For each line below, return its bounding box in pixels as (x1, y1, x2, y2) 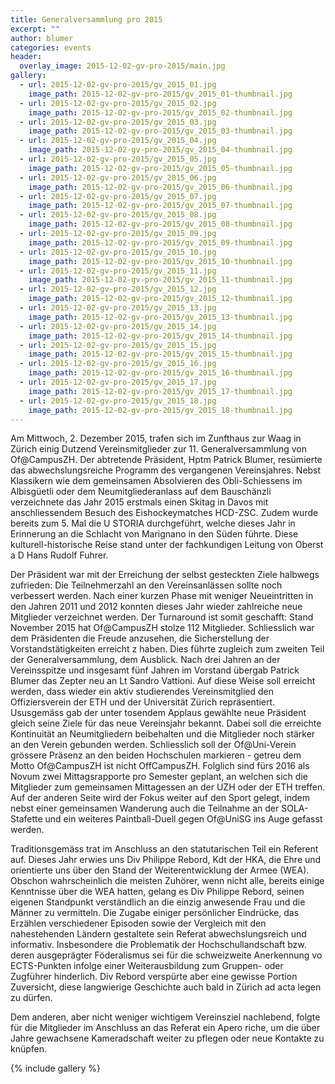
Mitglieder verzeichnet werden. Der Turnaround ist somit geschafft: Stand (10, 611, 314, 623)
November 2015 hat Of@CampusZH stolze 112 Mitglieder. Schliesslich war (10, 622, 315, 634)
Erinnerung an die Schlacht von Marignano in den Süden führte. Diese (10, 528, 299, 540)
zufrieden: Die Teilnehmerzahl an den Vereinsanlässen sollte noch (10, 579, 283, 591)
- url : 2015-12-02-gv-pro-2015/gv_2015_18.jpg (19, 396, 217, 406)
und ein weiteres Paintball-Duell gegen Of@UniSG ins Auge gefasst (44, 813, 323, 825)
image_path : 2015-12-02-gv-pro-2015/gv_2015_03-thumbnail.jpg (28, 126, 293, 136)
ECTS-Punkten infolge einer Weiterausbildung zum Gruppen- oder (10, 960, 284, 972)
